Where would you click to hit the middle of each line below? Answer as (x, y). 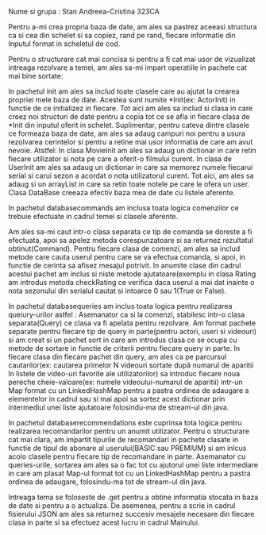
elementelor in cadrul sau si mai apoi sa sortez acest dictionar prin (117, 399)
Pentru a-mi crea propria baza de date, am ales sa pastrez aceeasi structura (133, 27)
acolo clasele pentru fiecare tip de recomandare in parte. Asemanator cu (127, 456)
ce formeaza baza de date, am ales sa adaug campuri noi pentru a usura (127, 133)
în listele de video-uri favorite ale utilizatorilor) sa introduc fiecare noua (124, 373)
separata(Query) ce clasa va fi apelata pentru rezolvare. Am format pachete (132, 323)
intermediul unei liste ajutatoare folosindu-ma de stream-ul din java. (119, 407)
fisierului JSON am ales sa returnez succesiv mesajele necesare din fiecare (131, 514)
